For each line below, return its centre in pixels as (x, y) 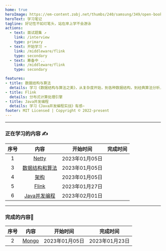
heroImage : (16, 14)
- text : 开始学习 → (28, 47)
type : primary (28, 42)
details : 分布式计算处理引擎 (36, 97)
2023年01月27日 (82, 187)
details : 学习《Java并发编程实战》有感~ (47, 106)
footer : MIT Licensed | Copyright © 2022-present (57, 111)
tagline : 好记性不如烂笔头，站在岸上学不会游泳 (48, 24)
